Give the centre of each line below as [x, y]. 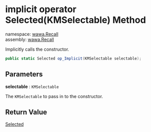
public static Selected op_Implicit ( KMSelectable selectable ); [73, 58]
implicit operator [41, 9]
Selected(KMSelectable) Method [75, 20]
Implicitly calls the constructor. [37, 49]
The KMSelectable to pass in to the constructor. [54, 96]
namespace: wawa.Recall [32, 34]
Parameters [24, 74]
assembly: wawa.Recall [30, 39]
